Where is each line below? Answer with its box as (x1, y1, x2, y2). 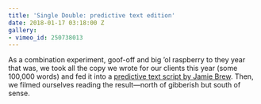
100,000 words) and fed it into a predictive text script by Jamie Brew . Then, (8, 72, 254, 81)
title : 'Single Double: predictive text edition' (8, 11, 176, 20)
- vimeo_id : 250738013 (8, 33, 83, 42)
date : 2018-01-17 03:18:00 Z (8, 19, 105, 27)
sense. (8, 88, 30, 98)
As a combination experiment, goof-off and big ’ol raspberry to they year (8, 55, 246, 65)
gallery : (8, 26, 37, 34)
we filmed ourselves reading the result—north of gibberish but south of (8, 80, 241, 90)
